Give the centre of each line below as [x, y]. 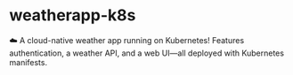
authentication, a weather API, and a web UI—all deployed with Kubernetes [147, 53]
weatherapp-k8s [73, 15]
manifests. [28, 62]
